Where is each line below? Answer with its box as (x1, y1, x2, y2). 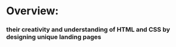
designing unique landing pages (6, 33, 101, 41)
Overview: (6, 4, 59, 18)
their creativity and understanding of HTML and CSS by (6, 26, 171, 34)
